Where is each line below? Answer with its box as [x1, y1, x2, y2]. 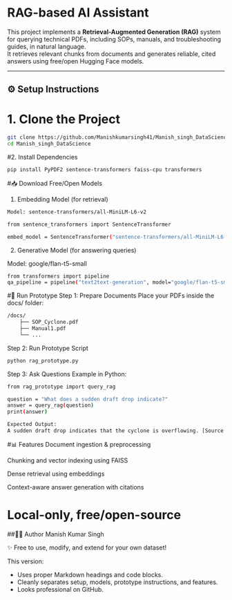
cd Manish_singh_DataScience [7, 140, 91, 148]
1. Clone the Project [7, 111, 121, 127]
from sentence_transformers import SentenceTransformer [7, 221, 171, 228]
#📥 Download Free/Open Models [7, 179, 102, 187]
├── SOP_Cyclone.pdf [19, 319, 79, 326]
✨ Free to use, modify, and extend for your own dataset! [7, 543, 167, 552]
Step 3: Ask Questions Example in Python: [7, 369, 127, 378]
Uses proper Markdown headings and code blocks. [17, 570, 164, 579]
